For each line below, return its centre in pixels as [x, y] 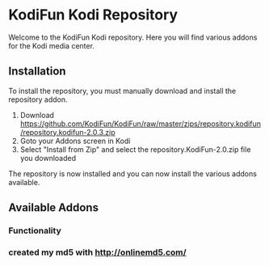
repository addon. [38, 99]
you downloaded [48, 158]
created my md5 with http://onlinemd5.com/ [98, 252]
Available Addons [54, 208]
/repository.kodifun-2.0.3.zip [67, 132]
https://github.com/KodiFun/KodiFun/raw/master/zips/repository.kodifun [140, 124]
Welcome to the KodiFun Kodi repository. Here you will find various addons [133, 37]
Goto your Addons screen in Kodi [75, 141]
